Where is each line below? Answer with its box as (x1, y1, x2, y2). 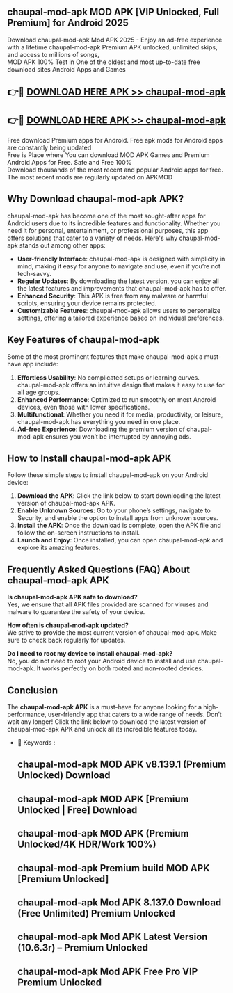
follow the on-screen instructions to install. (17, 528, 140, 537)
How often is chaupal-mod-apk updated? (7, 621, 129, 629)
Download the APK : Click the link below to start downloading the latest (17, 492, 221, 500)
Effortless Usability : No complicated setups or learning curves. (17, 373, 200, 382)
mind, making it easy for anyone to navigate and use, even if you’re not (17, 261, 221, 271)
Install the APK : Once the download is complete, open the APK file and (17, 522, 221, 530)
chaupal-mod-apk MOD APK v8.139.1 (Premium (17, 759, 227, 770)
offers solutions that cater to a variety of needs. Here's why (7, 234, 178, 242)
